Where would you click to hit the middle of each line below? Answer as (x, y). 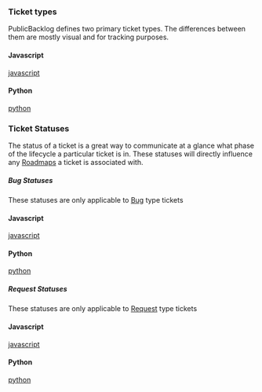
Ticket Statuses (39, 128)
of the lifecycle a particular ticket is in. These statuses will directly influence (131, 154)
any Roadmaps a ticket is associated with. (76, 162)
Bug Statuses (31, 180)
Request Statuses (38, 288)
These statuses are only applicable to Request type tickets (103, 309)
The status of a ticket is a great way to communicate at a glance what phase (131, 145)
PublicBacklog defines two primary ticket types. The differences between (127, 29)
